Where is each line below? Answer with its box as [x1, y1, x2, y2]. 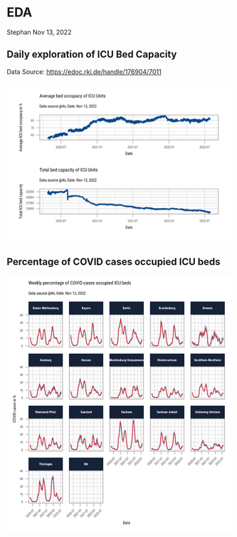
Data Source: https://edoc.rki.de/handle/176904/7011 [6, 67, 162, 75]
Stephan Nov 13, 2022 [6, 28, 72, 36]
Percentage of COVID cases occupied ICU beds [6, 256, 221, 268]
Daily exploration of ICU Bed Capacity [6, 48, 177, 61]
